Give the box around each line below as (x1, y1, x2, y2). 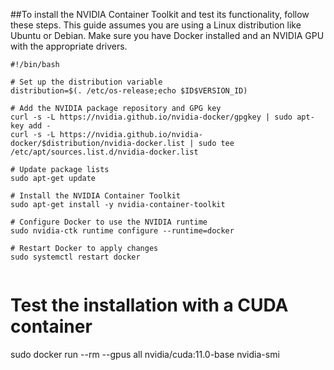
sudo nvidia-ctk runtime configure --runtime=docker (10, 226, 235, 236)
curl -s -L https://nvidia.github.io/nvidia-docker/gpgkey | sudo (10, 112, 293, 122)
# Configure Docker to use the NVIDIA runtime (10, 217, 208, 227)
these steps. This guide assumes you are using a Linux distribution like (10, 19, 302, 31)
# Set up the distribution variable (10, 77, 163, 87)
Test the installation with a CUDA (10, 294, 289, 317)
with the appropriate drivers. (10, 40, 128, 52)
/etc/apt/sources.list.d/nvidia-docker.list (10, 147, 199, 157)
